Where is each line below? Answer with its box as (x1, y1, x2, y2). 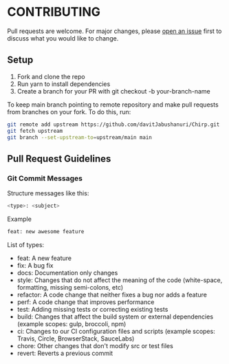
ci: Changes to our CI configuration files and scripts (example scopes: (17, 327, 215, 335)
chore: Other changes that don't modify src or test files (17, 341, 173, 350)
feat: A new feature (17, 254, 72, 262)
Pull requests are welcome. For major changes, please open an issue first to (7, 27, 222, 35)
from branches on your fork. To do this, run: (7, 107, 131, 116)
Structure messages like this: (7, 189, 89, 197)
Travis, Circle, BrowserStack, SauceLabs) (17, 334, 135, 343)
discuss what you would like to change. (7, 34, 119, 42)
